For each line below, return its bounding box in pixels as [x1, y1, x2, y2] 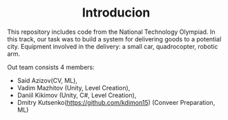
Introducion [82, 5, 151, 21]
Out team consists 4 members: [7, 63, 95, 71]
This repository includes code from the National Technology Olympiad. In [7, 28, 216, 36]
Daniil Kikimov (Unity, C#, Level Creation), [17, 91, 137, 99]
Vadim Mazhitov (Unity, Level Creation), [17, 83, 131, 92]
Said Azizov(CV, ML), [17, 76, 78, 84]
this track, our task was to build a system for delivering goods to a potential [7, 34, 222, 43]
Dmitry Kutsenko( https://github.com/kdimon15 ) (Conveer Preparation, [17, 98, 216, 106]
